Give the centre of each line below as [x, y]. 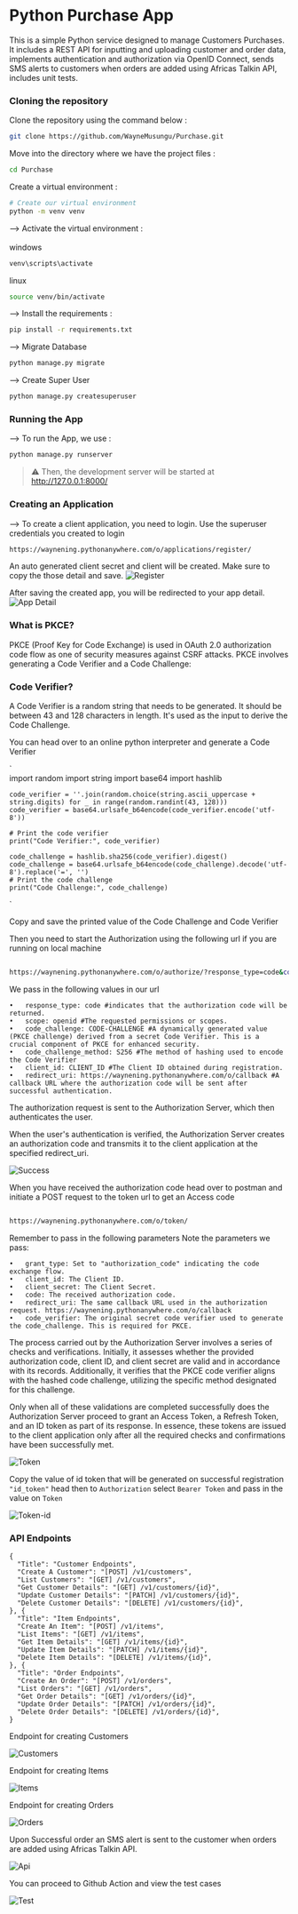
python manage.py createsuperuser [73, 396]
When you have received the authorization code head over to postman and [146, 1187]
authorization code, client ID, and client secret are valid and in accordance [145, 1361]
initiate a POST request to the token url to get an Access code [122, 1197]
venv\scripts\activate [51, 263]
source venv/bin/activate [57, 297]
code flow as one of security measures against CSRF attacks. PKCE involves [149, 654]
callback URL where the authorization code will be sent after [129, 1083]
